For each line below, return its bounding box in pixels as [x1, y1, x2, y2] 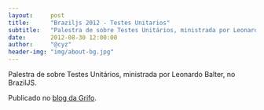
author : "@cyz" [8, 41, 72, 49]
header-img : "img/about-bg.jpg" [8, 48, 114, 56]
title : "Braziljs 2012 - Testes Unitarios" [8, 19, 170, 27]
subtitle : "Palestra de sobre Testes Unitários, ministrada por [8, 26, 230, 34]
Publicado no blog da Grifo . [8, 93, 97, 102]
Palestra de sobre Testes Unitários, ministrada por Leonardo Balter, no [8, 70, 236, 79]
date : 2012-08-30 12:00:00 [8, 33, 118, 42]
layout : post [8, 11, 65, 20]
